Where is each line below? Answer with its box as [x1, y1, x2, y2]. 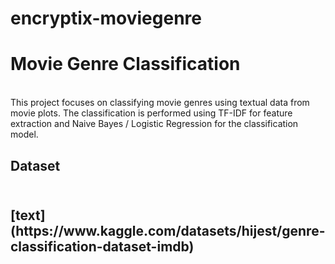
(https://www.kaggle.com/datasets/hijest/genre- [10, 222, 326, 239]
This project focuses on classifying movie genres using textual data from [10, 97, 310, 109]
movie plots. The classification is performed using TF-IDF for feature [10, 107, 293, 119]
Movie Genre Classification [10, 53, 241, 76]
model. [10, 128, 39, 141]
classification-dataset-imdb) [10, 238, 195, 255]
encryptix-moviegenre [10, 7, 202, 30]
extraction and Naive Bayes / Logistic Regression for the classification [10, 118, 299, 130]
